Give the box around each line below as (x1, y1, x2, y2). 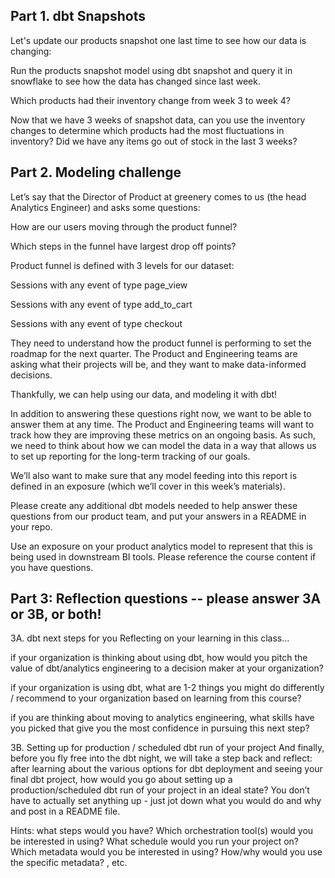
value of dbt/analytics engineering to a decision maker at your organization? (10, 662, 324, 674)
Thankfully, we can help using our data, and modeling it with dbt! (10, 388, 278, 400)
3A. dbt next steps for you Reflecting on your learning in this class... (10, 632, 290, 644)
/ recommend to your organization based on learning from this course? (10, 692, 302, 704)
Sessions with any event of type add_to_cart (10, 298, 193, 310)
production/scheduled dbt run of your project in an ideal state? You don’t (10, 784, 310, 796)
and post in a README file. (10, 805, 121, 818)
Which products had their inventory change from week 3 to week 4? (10, 94, 291, 106)
